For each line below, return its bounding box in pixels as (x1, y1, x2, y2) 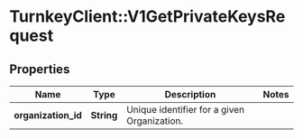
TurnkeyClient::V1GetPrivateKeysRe (9, 6, 286, 27)
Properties (9, 61, 70, 77)
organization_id (14, 109, 83, 121)
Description (164, 88, 216, 100)
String (90, 109, 118, 121)
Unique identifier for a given (125, 104, 245, 116)
